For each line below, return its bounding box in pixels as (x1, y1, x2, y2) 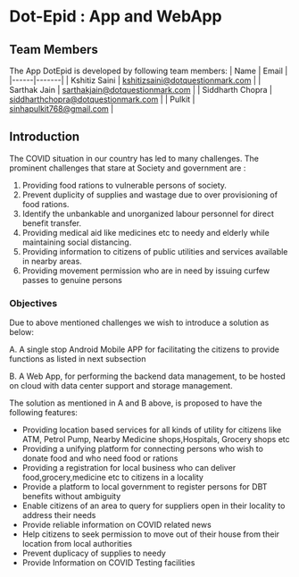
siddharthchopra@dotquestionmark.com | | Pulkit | (9, 94, 195, 105)
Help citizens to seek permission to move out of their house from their (21, 529, 279, 539)
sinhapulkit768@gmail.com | (9, 104, 114, 113)
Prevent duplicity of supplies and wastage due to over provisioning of (21, 189, 278, 200)
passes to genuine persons (21, 274, 122, 285)
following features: (9, 407, 79, 418)
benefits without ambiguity (21, 491, 121, 502)
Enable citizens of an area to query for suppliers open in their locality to (21, 500, 286, 511)
